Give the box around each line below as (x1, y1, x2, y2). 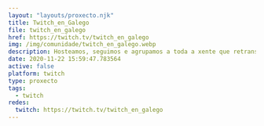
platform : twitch (8, 70, 65, 77)
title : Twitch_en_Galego (8, 19, 90, 27)
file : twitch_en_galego (8, 26, 86, 34)
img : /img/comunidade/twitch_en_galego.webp (8, 41, 156, 49)
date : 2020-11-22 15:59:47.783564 (8, 56, 122, 63)
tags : (8, 84, 26, 92)
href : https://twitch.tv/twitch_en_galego (8, 33, 149, 41)
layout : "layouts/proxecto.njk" (8, 11, 114, 20)
